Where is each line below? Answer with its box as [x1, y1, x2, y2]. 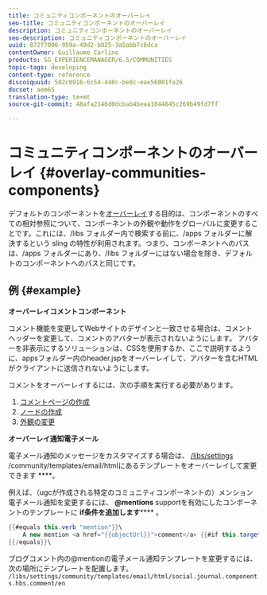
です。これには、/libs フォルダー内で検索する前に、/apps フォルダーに [14, 228, 246, 239]
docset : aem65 [8, 85, 56, 94]
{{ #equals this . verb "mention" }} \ [8, 523, 123, 531]
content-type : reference [8, 71, 91, 79]
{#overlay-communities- [39, 164, 207, 182]
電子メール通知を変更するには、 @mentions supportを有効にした [8, 497, 223, 507]
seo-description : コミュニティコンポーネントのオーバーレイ [8, 33, 187, 42]
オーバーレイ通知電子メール [8, 434, 99, 443]
